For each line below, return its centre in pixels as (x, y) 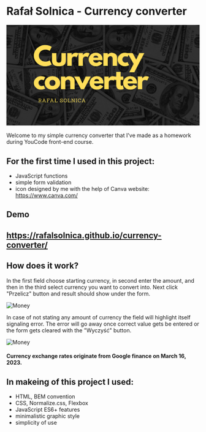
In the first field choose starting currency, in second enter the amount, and (101, 280)
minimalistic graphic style (47, 416)
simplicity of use (36, 423)
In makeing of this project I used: (70, 382)
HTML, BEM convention (45, 397)
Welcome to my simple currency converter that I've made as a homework (99, 135)
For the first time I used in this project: (81, 161)
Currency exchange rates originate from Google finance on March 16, (96, 356)
